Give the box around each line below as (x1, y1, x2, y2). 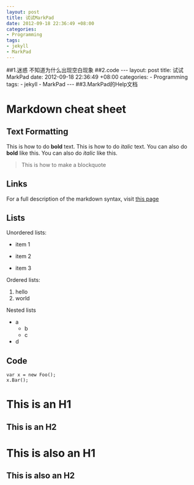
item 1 (15, 241, 31, 248)
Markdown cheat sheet (6, 102, 127, 116)
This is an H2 (6, 421, 57, 432)
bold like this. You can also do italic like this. (6, 149, 118, 157)
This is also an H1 (6, 446, 96, 460)
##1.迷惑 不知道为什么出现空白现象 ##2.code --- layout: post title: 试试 (6, 66, 184, 73)
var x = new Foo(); (6, 372, 56, 378)
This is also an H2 (6, 470, 75, 481)
